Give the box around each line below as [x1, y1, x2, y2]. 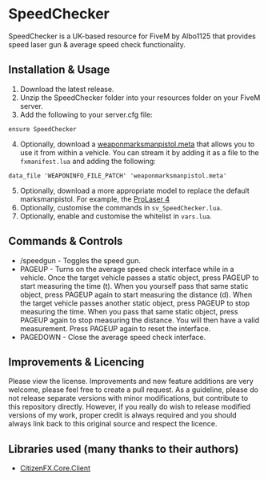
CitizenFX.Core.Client [19, 463, 90, 473]
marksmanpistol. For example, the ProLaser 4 [19, 194, 170, 204]
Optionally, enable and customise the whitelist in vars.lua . [19, 211, 212, 221]
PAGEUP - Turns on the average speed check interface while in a [19, 264, 234, 274]
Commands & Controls [8, 234, 123, 248]
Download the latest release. [19, 84, 114, 94]
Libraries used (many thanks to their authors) [8, 442, 239, 456]
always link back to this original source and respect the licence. [8, 419, 218, 429]
